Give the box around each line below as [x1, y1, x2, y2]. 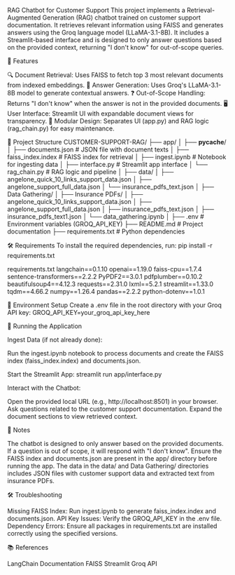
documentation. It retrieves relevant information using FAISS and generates [7, 21, 224, 29]
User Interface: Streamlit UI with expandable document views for [7, 109, 194, 118]
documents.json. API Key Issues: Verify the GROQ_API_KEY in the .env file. [7, 515, 222, 522]
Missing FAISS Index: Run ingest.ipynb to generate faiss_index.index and [7, 507, 217, 515]
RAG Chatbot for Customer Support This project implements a [7, 6, 185, 14]
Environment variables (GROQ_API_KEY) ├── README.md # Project [7, 220, 204, 228]
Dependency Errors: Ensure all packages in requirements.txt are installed [7, 522, 218, 530]
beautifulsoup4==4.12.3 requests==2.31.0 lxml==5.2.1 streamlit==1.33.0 [7, 280, 214, 288]
